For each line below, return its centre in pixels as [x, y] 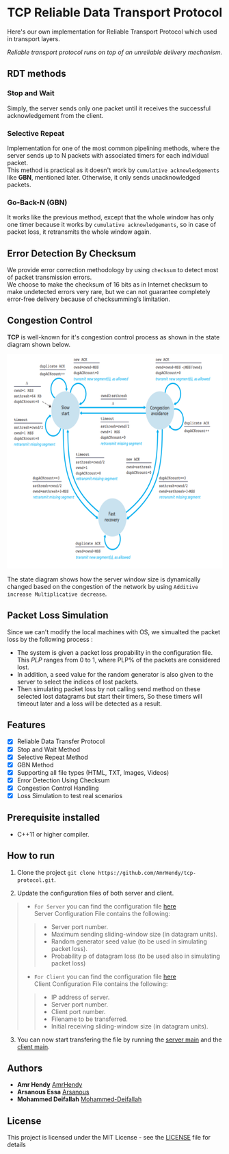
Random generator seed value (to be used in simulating [129, 941]
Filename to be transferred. [90, 1019]
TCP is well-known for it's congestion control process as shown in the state [113, 337]
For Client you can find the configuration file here [105, 976]
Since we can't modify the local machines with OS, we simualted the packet [114, 632]
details [16, 1145]
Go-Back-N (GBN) [37, 202]
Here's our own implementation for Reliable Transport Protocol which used [112, 32]
